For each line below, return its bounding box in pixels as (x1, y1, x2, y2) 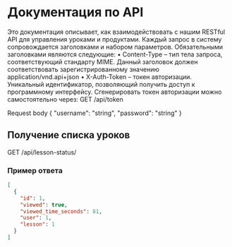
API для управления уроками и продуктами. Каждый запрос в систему (7, 35, 222, 43)
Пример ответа (7, 165, 63, 175)
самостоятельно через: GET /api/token (7, 95, 123, 103)
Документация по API (7, 4, 144, 20)
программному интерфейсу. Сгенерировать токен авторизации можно (7, 88, 222, 96)
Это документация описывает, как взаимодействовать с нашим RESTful (7, 28, 226, 36)
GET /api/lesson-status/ (7, 147, 77, 156)
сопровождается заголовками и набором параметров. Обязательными (7, 42, 224, 51)
